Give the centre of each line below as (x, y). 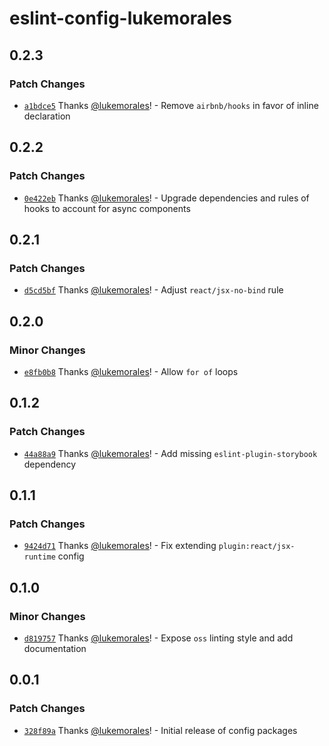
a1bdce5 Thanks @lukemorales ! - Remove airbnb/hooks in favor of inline (171, 105)
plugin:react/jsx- (257, 547)
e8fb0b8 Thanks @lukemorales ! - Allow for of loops (131, 371)
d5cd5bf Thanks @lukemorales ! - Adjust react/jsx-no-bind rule (153, 290)
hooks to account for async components (107, 208)
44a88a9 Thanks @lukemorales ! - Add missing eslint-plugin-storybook (170, 453)
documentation (55, 648)
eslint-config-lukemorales (120, 18)
